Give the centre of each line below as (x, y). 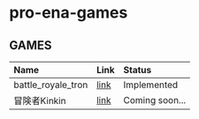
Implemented (151, 85)
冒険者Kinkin (40, 101)
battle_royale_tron (51, 85)
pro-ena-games (69, 13)
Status (138, 70)
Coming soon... (155, 100)
